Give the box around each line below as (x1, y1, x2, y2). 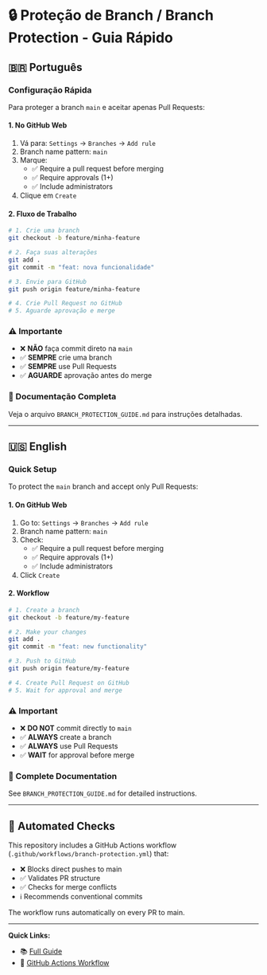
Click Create (19, 570, 60, 580)
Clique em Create (19, 191, 77, 200)
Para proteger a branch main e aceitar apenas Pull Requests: (8, 102, 205, 112)
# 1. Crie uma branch (8, 226, 80, 235)
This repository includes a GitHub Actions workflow (8, 840, 177, 850)
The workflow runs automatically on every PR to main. (8, 908, 185, 918)
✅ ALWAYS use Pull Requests (19, 741, 118, 751)
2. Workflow (8, 588, 50, 598)
